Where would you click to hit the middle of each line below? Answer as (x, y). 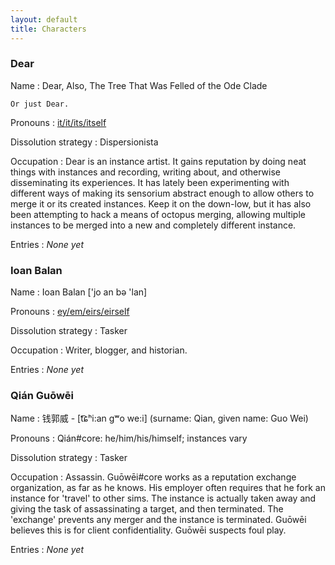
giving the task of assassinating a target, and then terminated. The (147, 509)
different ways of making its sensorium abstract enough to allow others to (162, 193)
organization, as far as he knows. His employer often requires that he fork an (168, 488)
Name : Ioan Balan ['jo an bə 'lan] (79, 292)
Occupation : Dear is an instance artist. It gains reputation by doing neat (158, 161)
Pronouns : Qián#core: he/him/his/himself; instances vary (129, 438)
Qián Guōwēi (42, 396)
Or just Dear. (40, 104)
